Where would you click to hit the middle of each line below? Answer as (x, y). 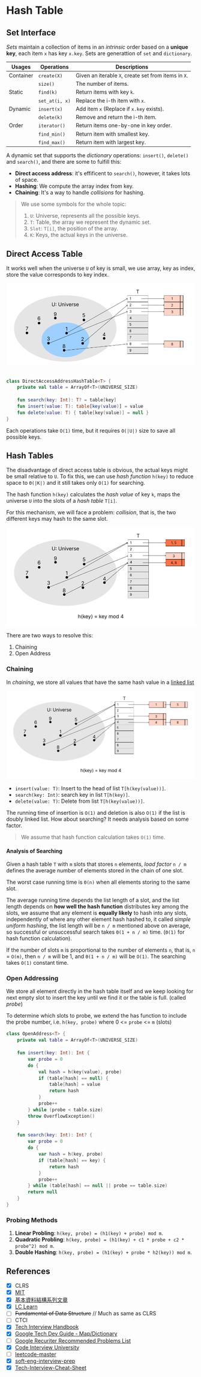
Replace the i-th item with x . (111, 100)
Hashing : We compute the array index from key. (74, 186)
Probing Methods (32, 1220)
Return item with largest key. (111, 142)
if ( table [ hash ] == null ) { (73, 1078)
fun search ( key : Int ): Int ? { (55, 1135)
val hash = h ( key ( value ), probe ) (80, 1072)
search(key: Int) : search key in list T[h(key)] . (72, 794)
